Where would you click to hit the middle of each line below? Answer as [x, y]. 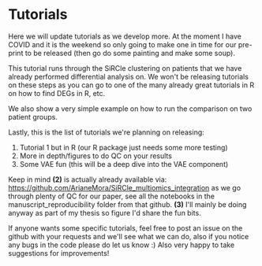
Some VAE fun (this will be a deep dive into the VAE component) [124, 164]
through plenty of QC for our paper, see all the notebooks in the [112, 196]
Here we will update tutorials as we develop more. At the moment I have [125, 36]
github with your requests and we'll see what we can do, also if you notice [129, 236]
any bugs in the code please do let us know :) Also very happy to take [122, 245]
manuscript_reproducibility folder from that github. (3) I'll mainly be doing [127, 204]
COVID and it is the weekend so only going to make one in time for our [122, 44]
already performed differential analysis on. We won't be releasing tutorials [128, 76]
